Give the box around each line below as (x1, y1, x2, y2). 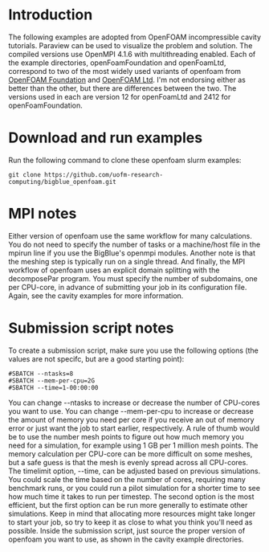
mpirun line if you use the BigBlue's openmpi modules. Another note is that (8, 247, 255, 258)
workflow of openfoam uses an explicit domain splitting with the (8, 265, 220, 275)
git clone (8, 170, 42, 178)
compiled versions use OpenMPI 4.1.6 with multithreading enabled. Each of (8, 49, 256, 59)
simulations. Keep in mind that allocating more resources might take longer (8, 509, 256, 518)
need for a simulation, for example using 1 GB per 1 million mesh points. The (8, 440, 259, 450)
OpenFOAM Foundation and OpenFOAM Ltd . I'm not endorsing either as (8, 75, 247, 84)
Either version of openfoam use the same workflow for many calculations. (8, 231, 253, 240)
